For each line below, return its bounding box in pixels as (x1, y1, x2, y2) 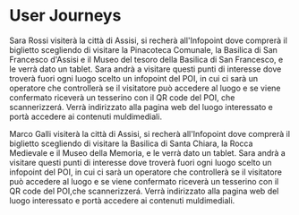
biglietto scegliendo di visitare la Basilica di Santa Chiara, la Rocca (9, 138, 253, 149)
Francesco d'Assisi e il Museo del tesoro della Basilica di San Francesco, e (9, 54, 284, 64)
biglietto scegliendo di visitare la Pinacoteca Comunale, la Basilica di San (9, 44, 278, 55)
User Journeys (9, 5, 122, 26)
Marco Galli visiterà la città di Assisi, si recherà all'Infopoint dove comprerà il (9, 128, 291, 139)
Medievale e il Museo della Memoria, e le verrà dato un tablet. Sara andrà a (9, 147, 286, 158)
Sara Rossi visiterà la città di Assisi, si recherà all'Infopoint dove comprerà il (9, 35, 288, 46)
